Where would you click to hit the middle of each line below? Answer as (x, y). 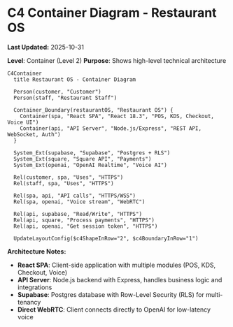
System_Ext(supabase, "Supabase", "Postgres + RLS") (92, 153)
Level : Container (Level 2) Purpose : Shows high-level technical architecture (117, 60)
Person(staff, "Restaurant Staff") (65, 98)
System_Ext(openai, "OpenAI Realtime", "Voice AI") (91, 165)
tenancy (29, 302)
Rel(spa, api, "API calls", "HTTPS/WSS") (75, 196)
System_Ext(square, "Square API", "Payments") (83, 159)
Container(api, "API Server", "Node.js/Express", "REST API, (111, 128)
